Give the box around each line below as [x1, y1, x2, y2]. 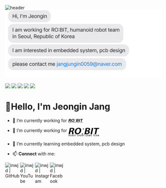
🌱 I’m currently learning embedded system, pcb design [12, 141, 125, 147]
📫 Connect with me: [12, 151, 56, 157]
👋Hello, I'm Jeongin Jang [5, 101, 110, 112]
